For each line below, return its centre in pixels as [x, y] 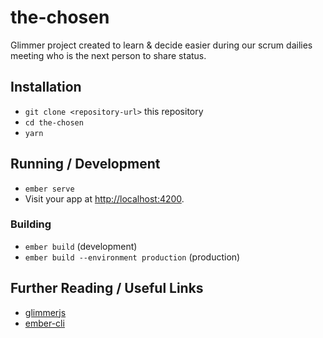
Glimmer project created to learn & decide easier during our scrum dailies [161, 45]
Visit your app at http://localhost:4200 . [104, 198]
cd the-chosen [54, 122]
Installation [46, 87]
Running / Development [85, 164]
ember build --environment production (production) [132, 257]
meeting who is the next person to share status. [108, 55]
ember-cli [44, 323]
